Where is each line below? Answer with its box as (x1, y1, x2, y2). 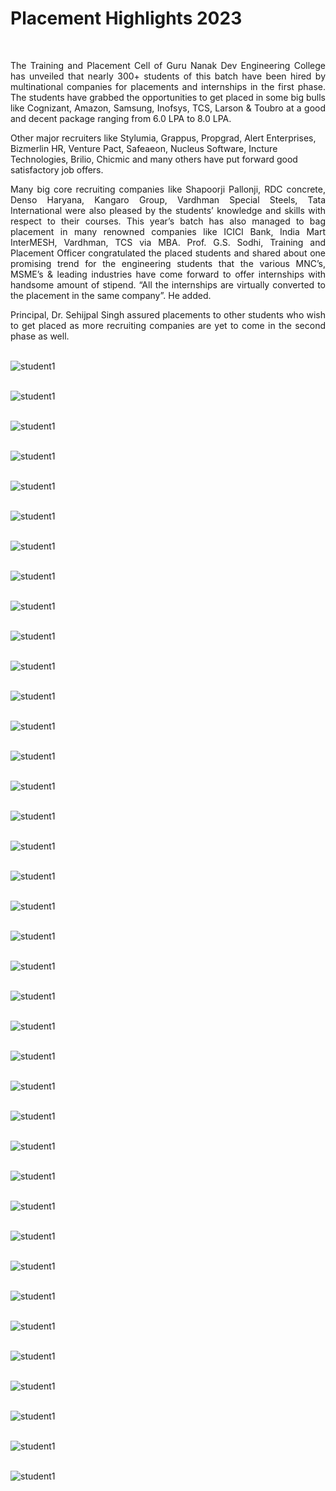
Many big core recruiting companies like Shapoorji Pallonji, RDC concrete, (10, 183, 326, 195)
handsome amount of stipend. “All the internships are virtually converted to (10, 278, 326, 291)
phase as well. (10, 330, 70, 342)
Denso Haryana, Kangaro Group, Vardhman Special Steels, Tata (10, 193, 326, 206)
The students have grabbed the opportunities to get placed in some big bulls (10, 91, 326, 103)
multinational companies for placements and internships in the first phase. (10, 80, 326, 92)
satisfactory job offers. (10, 163, 104, 176)
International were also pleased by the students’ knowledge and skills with (10, 204, 326, 216)
